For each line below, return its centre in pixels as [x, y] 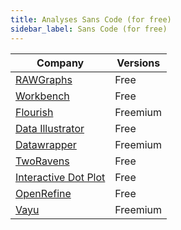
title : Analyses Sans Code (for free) [91, 19]
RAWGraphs [44, 79]
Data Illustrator [50, 128]
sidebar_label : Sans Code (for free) [89, 29]
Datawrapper [46, 144]
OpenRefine [43, 193]
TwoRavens [42, 161]
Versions [138, 63]
